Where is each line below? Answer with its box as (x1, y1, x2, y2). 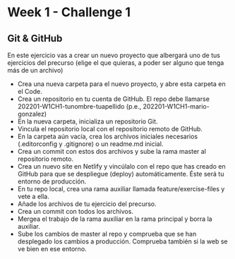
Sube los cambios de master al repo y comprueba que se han (17, 230, 197, 238)
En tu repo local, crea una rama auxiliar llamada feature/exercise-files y (17, 185, 225, 193)
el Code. (17, 88, 42, 95)
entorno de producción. (17, 177, 87, 186)
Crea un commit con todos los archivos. (17, 207, 134, 215)
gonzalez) (17, 110, 47, 118)
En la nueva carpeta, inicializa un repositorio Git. (17, 117, 158, 126)
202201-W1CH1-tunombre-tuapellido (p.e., (17, 102, 142, 110)
